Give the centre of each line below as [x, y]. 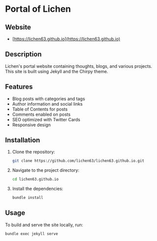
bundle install [28, 198]
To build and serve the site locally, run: [44, 225]
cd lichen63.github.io [35, 179]
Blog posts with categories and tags [49, 99]
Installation [23, 140]
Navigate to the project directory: [46, 170]
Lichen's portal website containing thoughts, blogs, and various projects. [79, 66]
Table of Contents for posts [40, 109]
